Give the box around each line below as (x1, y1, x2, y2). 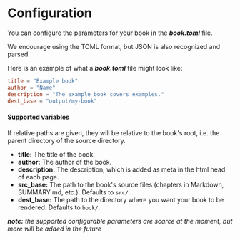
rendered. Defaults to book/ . (17, 203, 101, 212)
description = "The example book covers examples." (7, 90, 164, 98)
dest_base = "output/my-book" (7, 98, 98, 105)
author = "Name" (7, 84, 56, 91)
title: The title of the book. (17, 150, 95, 158)
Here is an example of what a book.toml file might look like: (7, 63, 183, 72)
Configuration (7, 5, 93, 21)
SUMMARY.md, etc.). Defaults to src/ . (17, 187, 131, 197)
